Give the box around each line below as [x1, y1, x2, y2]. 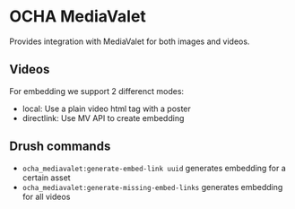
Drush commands [9, 139, 111, 154]
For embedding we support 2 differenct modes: [9, 85, 185, 96]
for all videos [22, 191, 71, 202]
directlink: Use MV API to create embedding [22, 112, 185, 123]
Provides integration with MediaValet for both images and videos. [9, 36, 250, 47]
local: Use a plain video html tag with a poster [22, 103, 191, 114]
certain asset [22, 172, 71, 183]
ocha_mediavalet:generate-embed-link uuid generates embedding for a [22, 162, 287, 173]
